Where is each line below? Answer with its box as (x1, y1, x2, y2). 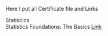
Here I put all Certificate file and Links (5, 5, 98, 12)
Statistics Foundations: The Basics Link (5, 23, 102, 30)
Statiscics (5, 17, 30, 23)
